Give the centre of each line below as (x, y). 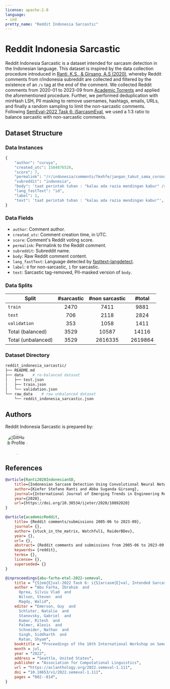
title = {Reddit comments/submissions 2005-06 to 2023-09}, (78, 522)
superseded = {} (30, 564)
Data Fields (19, 218)
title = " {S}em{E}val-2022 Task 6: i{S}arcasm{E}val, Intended (82, 583)
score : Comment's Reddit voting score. (53, 240)
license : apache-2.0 (27, 10)
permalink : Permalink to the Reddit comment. (59, 245)
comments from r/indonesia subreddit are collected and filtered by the (78, 80)
